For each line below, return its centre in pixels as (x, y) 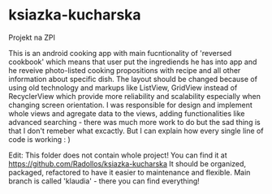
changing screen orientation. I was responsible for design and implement (131, 105)
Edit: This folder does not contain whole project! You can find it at (118, 155)
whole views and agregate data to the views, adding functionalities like (127, 113)
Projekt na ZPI (32, 37)
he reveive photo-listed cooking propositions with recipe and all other (125, 70)
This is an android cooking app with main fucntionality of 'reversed (120, 53)
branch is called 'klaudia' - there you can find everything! (104, 181)
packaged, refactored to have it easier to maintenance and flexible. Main (130, 172)
